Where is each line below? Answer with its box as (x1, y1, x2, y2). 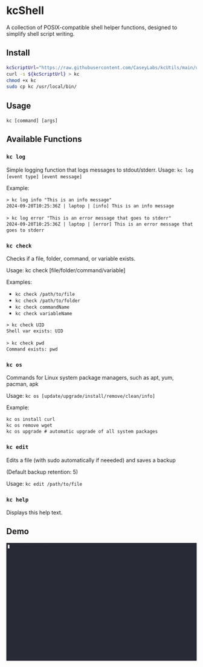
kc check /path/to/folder (14, 298, 80, 304)
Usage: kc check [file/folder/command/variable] (6, 267, 126, 274)
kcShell (6, 4, 44, 18)
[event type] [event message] (6, 173, 83, 179)
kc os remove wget (6, 423, 53, 429)
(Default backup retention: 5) (6, 468, 79, 475)
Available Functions (6, 134, 83, 144)
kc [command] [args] (6, 118, 59, 124)
